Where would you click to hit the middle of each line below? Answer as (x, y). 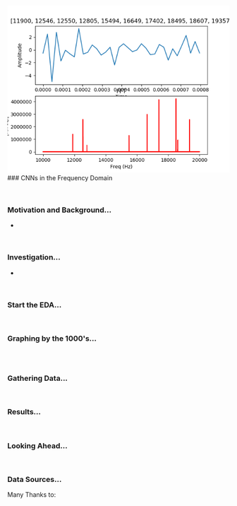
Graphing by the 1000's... (52, 339)
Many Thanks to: (32, 495)
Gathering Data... (38, 378)
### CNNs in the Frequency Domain (60, 178)
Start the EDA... (35, 305)
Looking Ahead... (38, 445)
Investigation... (34, 257)
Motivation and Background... (60, 210)
